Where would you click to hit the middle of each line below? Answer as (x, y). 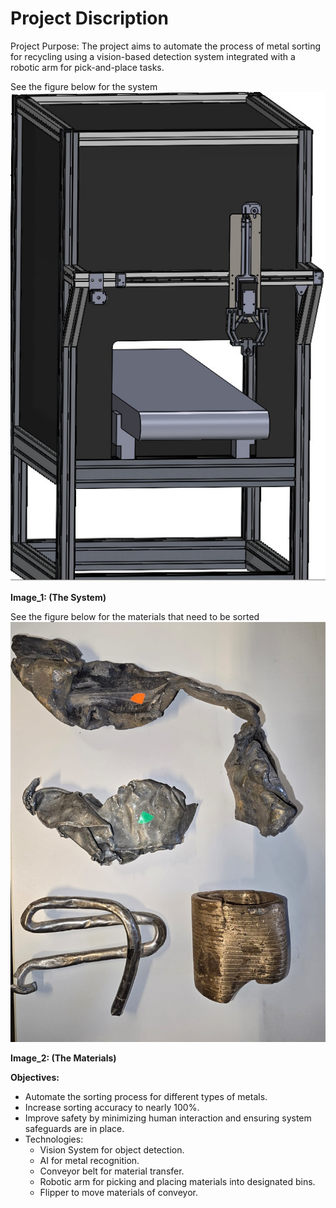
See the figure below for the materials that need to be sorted (135, 617)
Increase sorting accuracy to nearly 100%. (112, 1108)
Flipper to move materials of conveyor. (118, 1193)
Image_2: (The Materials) (63, 1058)
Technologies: (54, 1139)
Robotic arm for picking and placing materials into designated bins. (177, 1182)
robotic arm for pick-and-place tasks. (87, 67)
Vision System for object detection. (112, 1150)
